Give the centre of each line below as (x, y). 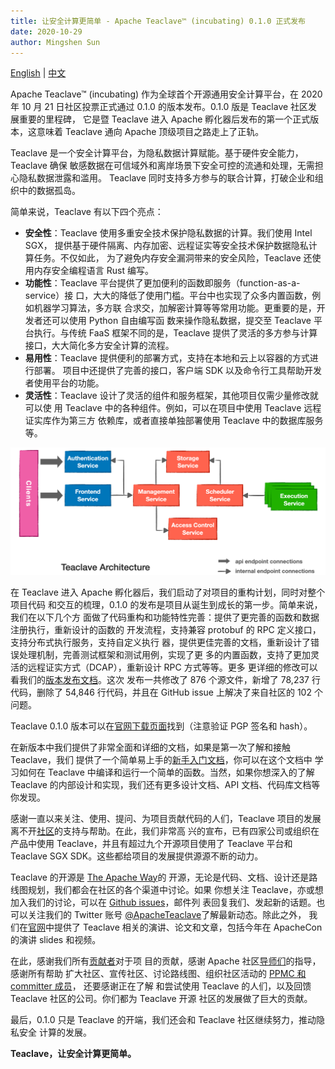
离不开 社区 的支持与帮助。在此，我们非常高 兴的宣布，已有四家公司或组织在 (165, 831)
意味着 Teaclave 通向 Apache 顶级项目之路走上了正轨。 (150, 132)
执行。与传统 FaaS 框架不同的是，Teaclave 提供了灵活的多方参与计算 (175, 333)
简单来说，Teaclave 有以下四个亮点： (87, 212)
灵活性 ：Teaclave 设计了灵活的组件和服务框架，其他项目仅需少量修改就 (171, 396)
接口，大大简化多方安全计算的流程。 (99, 346)
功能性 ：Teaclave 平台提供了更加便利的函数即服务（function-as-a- (162, 283)
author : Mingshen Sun (55, 42)
